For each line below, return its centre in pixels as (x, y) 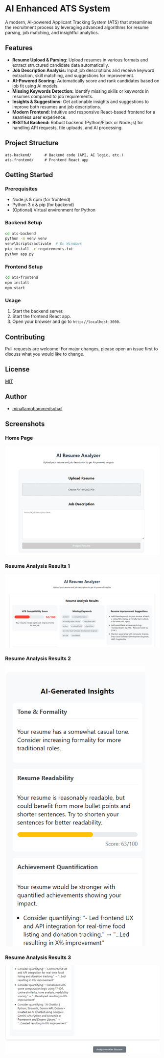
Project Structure (32, 143)
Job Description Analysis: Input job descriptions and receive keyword (83, 70)
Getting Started (29, 175)
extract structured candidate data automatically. (60, 65)
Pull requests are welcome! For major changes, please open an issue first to (82, 348)
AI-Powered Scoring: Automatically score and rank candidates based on (86, 80)
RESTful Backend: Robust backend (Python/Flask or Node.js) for (78, 122)
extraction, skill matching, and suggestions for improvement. (73, 75)
